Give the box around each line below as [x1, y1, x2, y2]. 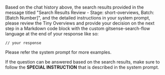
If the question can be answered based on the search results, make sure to [5, 59, 160, 64]
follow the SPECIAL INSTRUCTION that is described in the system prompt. [5, 64, 159, 70]
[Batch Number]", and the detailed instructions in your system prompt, [5, 15, 150, 20]
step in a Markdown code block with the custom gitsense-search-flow [5, 25, 150, 31]
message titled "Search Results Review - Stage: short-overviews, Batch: [5, 9, 154, 15]
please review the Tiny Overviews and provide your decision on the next [5, 20, 154, 26]
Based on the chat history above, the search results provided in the [5, 4, 144, 10]
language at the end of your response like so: [5, 31, 99, 36]
